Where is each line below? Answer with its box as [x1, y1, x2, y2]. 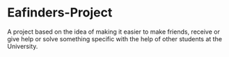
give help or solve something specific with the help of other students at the [7, 34, 223, 43]
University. [7, 42, 38, 50]
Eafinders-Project [7, 5, 113, 21]
